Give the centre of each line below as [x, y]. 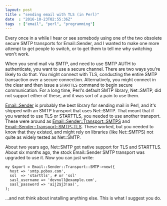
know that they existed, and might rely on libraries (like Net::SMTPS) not [79, 132]
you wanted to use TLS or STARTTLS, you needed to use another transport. [83, 116]
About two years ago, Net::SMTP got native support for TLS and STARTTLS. [83, 147]
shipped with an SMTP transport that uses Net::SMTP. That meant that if [80, 111]
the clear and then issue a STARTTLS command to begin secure [69, 85]
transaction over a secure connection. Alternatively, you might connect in [80, 80]
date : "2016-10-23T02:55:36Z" [39, 19]
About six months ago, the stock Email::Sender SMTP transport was [75, 152]
